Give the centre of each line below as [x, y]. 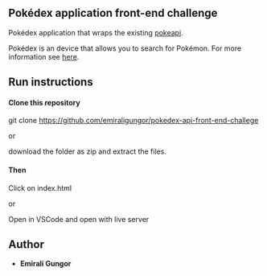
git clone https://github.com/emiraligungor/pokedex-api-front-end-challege [133, 121]
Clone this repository [44, 102]
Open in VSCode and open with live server [79, 219]
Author [26, 244]
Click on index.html [40, 187]
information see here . [44, 56]
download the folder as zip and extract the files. [88, 151]
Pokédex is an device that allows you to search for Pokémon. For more [125, 48]
